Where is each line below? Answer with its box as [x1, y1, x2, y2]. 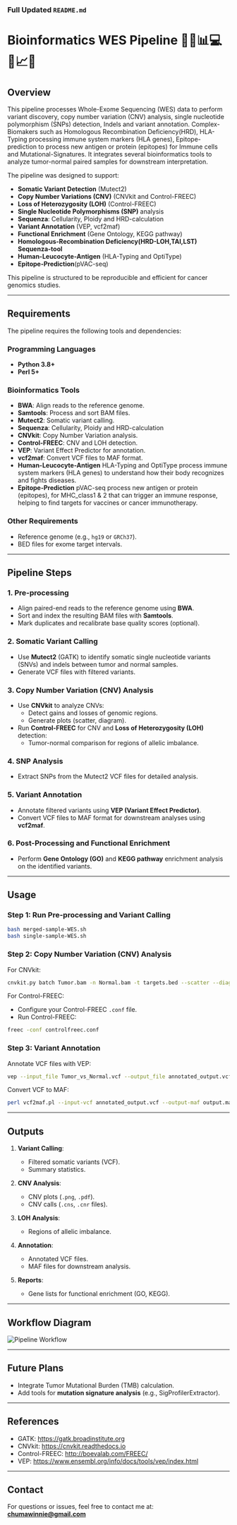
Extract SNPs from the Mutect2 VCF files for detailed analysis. [17, 772, 199, 780]
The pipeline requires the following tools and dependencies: [7, 326, 182, 335]
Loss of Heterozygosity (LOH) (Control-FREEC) [17, 200, 157, 208]
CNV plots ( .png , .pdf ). [28, 1193, 95, 1201]
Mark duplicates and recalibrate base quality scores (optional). [17, 619, 200, 627]
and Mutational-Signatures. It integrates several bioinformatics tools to [7, 149, 212, 158]
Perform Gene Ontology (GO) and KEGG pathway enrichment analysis [17, 855, 224, 863]
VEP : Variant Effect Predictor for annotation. [17, 446, 146, 455]
